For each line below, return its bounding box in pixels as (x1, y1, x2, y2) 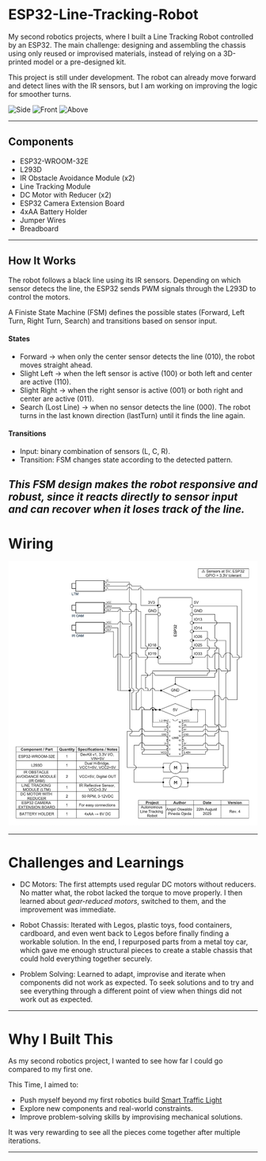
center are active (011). (19, 394, 95, 403)
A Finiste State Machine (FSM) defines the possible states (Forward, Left (8, 307, 245, 317)
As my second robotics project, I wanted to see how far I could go (8, 1056, 223, 1066)
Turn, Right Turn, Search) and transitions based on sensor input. (8, 316, 218, 325)
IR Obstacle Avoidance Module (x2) (19, 173, 135, 183)
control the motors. (8, 292, 71, 302)
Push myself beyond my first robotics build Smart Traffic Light (19, 1095, 222, 1105)
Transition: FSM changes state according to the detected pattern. (19, 455, 234, 464)
